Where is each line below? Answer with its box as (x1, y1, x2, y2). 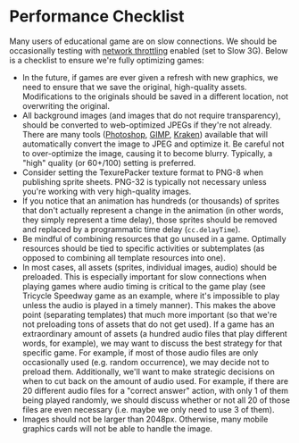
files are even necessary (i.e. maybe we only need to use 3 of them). (21, 404, 275, 414)
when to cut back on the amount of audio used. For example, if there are (21, 375, 288, 386)
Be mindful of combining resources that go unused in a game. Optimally (21, 233, 287, 244)
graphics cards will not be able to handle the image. (21, 422, 212, 434)
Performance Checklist (9, 6, 185, 27)
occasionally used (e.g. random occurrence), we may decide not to (21, 356, 270, 367)
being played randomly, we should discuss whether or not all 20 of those (21, 395, 290, 405)
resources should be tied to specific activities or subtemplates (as (21, 243, 265, 254)
